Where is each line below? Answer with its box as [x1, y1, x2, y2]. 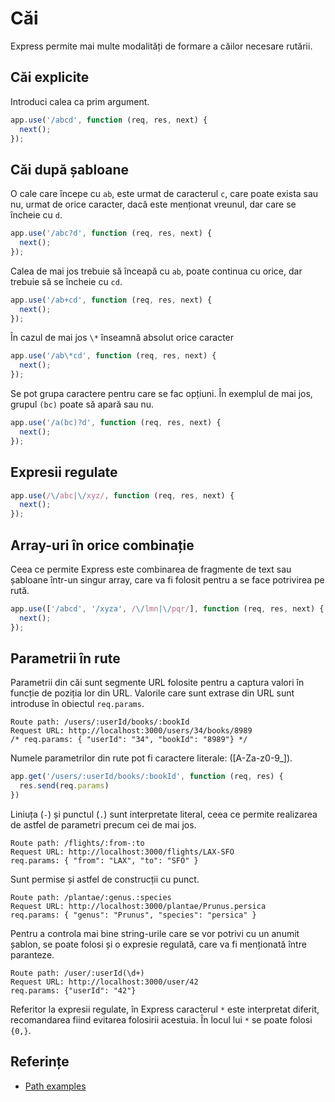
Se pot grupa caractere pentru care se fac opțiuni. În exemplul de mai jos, [10, 388, 313, 400]
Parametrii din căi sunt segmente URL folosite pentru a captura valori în [10, 677, 305, 689]
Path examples [24, 1080, 87, 1092]
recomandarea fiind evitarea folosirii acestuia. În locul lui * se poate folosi [10, 1014, 313, 1026]
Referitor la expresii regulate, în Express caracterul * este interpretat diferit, [10, 1003, 320, 1015]
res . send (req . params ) [19, 781, 110, 791]
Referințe [10, 1053, 70, 1071]
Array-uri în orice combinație [10, 537, 195, 554]
